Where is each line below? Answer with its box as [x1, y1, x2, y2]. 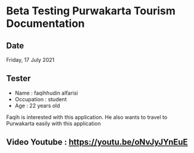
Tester [6, 73, 31, 84]
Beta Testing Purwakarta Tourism [6, 4, 176, 18]
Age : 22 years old [14, 102, 60, 109]
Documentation [6, 17, 85, 30]
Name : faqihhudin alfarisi [14, 89, 78, 96]
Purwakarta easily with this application [6, 120, 101, 127]
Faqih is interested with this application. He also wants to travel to [6, 113, 168, 120]
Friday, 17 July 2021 [6, 57, 55, 63]
